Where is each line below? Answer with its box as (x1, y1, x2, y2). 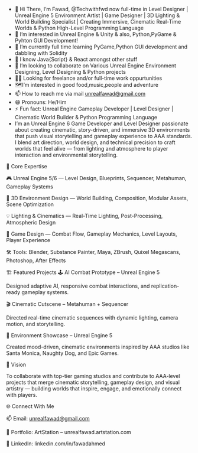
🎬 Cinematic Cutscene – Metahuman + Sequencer (6, 301, 129, 307)
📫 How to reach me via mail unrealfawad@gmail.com (14, 90, 146, 97)
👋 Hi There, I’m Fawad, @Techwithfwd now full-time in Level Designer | (14, 6, 189, 12)
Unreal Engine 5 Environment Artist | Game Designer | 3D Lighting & (14, 12, 180, 19)
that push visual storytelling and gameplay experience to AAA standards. (14, 133, 193, 139)
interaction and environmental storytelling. (14, 151, 118, 158)
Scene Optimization (6, 201, 54, 208)
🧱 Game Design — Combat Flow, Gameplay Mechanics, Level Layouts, (6, 230, 177, 237)
